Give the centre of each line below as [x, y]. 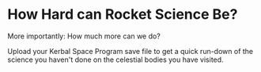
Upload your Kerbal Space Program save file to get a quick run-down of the [130, 51]
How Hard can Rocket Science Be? [123, 14]
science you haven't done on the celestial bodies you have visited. [115, 59]
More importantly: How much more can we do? [84, 36]
